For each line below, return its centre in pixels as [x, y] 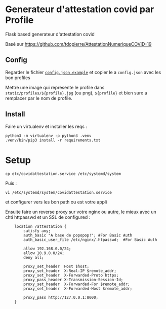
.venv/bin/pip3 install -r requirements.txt [53, 140]
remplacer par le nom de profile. [39, 98]
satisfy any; [37, 231]
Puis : [11, 183]
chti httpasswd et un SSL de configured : [48, 217]
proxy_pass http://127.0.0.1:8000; [61, 297]
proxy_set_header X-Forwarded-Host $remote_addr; [78, 288]
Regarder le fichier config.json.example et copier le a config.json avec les [83, 72]
